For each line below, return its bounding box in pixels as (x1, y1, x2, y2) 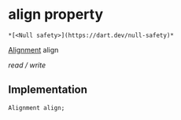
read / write (8, 60, 46, 70)
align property (8, 5, 104, 24)
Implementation (8, 83, 88, 96)
